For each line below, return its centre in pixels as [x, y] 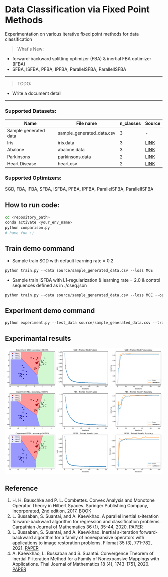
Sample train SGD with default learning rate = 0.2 [63, 260]
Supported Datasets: [31, 111]
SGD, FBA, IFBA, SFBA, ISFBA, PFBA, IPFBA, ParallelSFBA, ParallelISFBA [79, 189]
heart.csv [68, 163]
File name [87, 123]
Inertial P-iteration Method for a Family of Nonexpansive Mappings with [86, 559]
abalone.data [71, 150]
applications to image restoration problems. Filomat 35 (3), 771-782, [82, 543]
